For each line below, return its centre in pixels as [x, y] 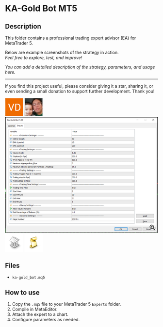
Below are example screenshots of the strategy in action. [62, 52]
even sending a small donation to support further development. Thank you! [80, 91]
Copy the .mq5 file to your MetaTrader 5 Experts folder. [66, 304]
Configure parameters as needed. [46, 319]
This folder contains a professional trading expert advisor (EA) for [71, 38]
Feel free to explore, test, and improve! [44, 58]
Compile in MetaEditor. [35, 309]
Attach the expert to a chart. [40, 314]
